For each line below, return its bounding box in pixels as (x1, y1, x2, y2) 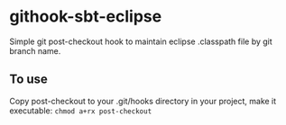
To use (9, 72, 48, 87)
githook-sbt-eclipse (9, 6, 162, 27)
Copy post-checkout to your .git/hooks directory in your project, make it (9, 95, 277, 106)
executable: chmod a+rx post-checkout (9, 105, 152, 116)
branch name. (9, 45, 61, 56)
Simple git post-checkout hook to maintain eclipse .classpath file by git (9, 36, 272, 47)
